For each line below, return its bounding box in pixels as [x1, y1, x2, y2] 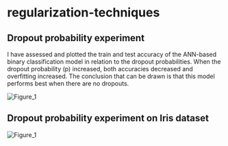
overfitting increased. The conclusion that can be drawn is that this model [7, 72, 216, 80]
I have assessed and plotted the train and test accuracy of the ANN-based [7, 50, 217, 58]
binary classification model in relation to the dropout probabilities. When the [7, 58, 221, 66]
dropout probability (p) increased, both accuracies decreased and [7, 65, 193, 73]
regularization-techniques [7, 5, 160, 21]
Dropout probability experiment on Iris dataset [7, 112, 209, 124]
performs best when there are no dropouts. [7, 80, 129, 87]
